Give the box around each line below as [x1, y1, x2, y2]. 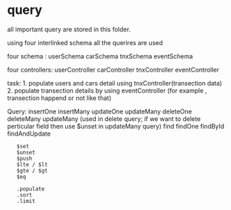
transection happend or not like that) [7, 93, 112, 102]
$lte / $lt [16, 161, 49, 168]
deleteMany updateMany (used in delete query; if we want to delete [7, 114, 201, 123]
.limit [16, 197, 36, 204]
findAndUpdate [7, 129, 51, 138]
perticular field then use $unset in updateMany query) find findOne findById [7, 122, 225, 130]
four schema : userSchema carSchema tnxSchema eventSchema [7, 51, 193, 60]
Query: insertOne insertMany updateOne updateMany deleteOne [7, 107, 192, 115]
